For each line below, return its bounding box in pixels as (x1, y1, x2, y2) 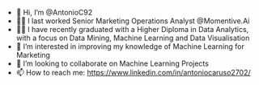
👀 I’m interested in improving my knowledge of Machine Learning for (15, 42, 244, 51)
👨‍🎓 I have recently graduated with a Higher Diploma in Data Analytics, (15, 25, 249, 34)
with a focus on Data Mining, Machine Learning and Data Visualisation (15, 33, 250, 42)
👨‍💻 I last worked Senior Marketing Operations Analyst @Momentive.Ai (15, 16, 250, 26)
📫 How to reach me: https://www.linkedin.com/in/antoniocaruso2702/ (15, 68, 251, 77)
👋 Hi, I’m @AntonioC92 (15, 8, 93, 17)
